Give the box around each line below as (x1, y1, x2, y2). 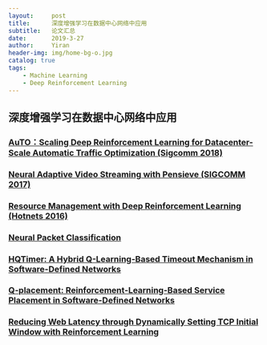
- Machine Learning (22, 71, 88, 79)
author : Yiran (8, 42, 70, 50)
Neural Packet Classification (8, 232, 122, 243)
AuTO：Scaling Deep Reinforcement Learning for (8, 136, 204, 148)
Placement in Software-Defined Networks (8, 294, 175, 306)
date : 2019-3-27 (8, 34, 84, 43)
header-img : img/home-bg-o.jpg (8, 49, 113, 57)
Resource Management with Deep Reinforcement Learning (8, 200, 242, 211)
